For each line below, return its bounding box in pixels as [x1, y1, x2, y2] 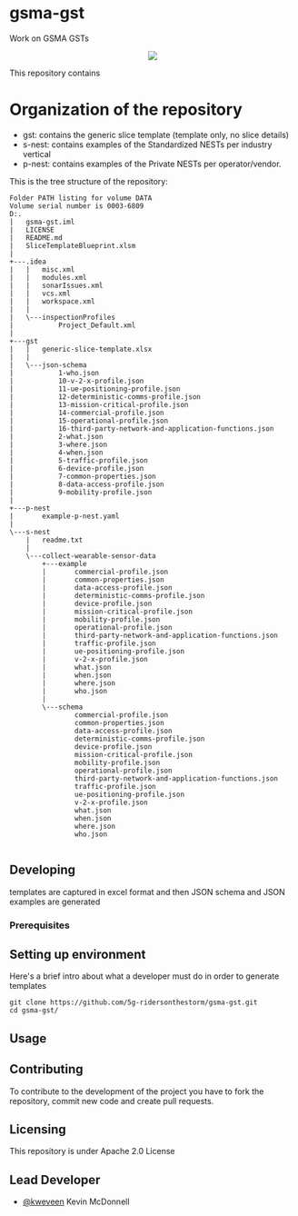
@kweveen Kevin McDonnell [22, 1196, 130, 1207]
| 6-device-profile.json [9, 463, 144, 473]
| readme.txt [25, 535, 84, 544]
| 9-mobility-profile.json [9, 487, 153, 497]
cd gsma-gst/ [9, 1006, 59, 1015]
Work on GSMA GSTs [9, 33, 89, 44]
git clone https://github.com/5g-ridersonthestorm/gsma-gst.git [9, 998, 258, 1007]
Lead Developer [9, 1171, 101, 1188]
